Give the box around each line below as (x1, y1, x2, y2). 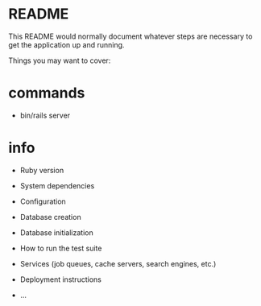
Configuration (19, 196, 66, 206)
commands (8, 84, 85, 102)
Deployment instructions (19, 275, 102, 284)
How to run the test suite (19, 243, 102, 253)
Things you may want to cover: (8, 56, 111, 65)
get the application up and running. (8, 39, 125, 49)
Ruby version (19, 165, 64, 175)
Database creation (19, 212, 82, 221)
